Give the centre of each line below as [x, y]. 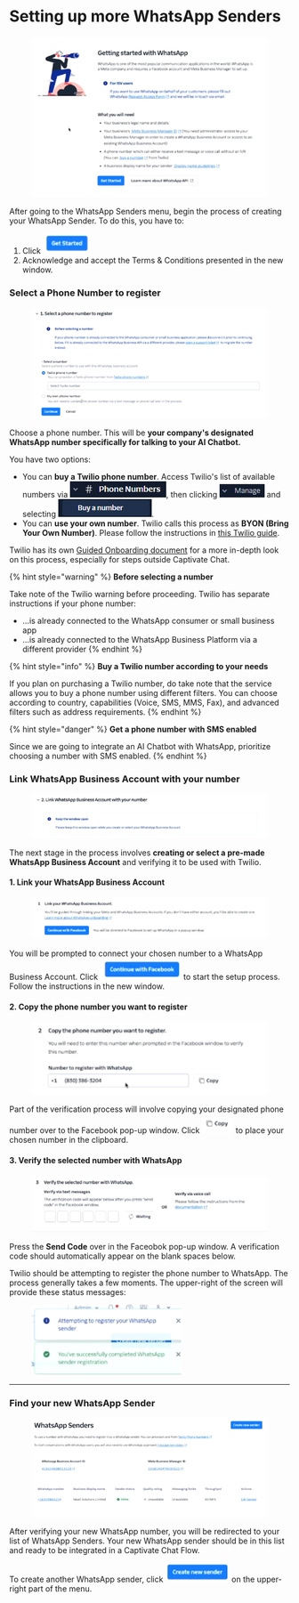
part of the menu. [60, 1589]
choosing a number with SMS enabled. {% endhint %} [108, 756]
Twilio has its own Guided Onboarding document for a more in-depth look [144, 550]
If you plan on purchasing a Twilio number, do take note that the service [141, 684]
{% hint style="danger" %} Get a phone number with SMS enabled [133, 729]
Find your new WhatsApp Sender [82, 1404]
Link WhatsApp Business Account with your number [125, 779]
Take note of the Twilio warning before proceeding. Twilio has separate [140, 594]
